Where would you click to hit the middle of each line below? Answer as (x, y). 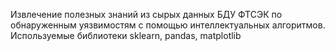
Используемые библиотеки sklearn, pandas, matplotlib (126, 35)
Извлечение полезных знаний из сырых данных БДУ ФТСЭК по (146, 14)
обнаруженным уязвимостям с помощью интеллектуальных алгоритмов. (168, 25)
